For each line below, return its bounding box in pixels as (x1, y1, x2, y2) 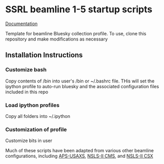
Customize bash (5, 66, 47, 73)
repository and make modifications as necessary (5, 36, 108, 42)
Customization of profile (5, 126, 67, 133)
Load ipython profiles (5, 101, 60, 109)
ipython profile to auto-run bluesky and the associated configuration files (5, 83, 159, 89)
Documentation (5, 20, 38, 27)
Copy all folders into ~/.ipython (5, 113, 71, 119)
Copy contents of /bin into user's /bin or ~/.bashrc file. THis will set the (5, 78, 155, 84)
